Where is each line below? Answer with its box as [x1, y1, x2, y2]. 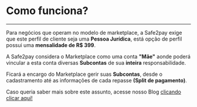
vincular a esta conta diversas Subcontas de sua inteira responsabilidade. [6, 59, 186, 66]
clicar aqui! [6, 94, 33, 101]
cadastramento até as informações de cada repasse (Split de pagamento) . [6, 76, 188, 83]
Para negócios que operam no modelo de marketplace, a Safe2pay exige [6, 29, 182, 36]
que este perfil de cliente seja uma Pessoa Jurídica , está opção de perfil [6, 35, 182, 42]
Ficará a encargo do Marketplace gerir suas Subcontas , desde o [6, 71, 163, 78]
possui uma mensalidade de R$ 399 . [6, 41, 96, 48]
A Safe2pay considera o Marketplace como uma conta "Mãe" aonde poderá [6, 53, 191, 60]
